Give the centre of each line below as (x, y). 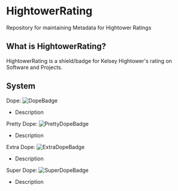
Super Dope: (22, 170)
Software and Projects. (34, 67)
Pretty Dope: (22, 123)
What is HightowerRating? (56, 46)
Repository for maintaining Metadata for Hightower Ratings (79, 28)
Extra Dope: (21, 147)
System (21, 86)
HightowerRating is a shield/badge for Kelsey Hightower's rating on (89, 60)
